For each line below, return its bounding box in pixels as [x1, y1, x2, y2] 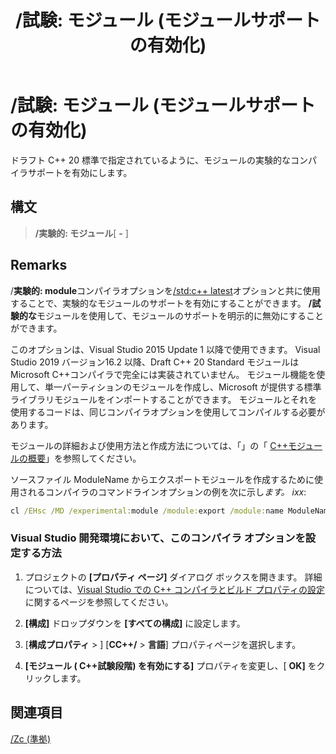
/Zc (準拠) [10, 732, 51, 745]
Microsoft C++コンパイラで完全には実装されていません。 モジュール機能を [10, 368, 317, 380]
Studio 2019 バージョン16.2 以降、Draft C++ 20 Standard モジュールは [10, 356, 300, 368]
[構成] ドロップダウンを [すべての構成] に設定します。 [24, 617, 246, 629]
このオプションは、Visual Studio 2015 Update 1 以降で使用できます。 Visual [10, 343, 321, 355]
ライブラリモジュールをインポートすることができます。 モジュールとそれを [10, 393, 318, 405]
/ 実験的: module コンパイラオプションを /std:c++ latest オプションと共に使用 [10, 284, 321, 296]
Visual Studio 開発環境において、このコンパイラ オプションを [10, 531, 306, 545]
